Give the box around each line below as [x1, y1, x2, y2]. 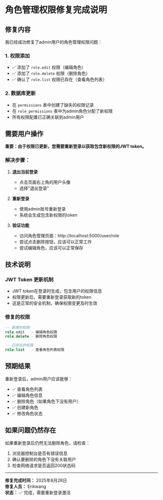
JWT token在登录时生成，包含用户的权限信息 [12, 288, 102, 294]
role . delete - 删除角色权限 [5, 334, 57, 339]
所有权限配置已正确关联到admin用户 [12, 114, 84, 120]
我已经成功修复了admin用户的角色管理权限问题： [5, 39, 103, 45]
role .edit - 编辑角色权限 [5, 329, 57, 335]
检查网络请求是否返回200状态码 [12, 463, 76, 468]
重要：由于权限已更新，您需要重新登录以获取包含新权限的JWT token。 [5, 143, 147, 149]
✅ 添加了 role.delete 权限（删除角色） [12, 71, 91, 76]
